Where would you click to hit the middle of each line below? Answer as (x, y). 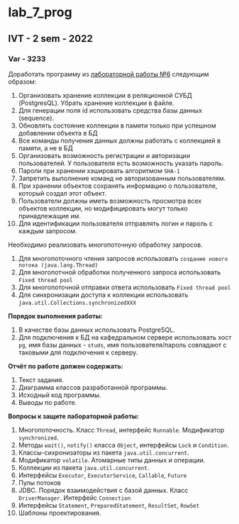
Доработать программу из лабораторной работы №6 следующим (109, 74)
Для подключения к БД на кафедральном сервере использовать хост (125, 337)
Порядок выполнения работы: (56, 316)
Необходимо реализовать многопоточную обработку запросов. (105, 245)
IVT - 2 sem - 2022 (50, 39)
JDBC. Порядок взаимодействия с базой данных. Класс (103, 490)
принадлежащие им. (49, 216)
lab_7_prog (40, 12)
